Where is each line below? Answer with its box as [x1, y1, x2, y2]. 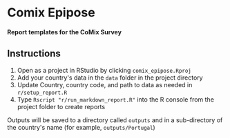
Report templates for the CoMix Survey [7, 27, 122, 36]
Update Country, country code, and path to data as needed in [17, 80, 193, 89]
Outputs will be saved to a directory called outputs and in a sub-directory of [7, 115, 223, 124]
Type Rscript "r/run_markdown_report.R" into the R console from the [17, 95, 214, 104]
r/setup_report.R [17, 89, 68, 96]
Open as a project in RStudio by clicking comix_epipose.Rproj [17, 66, 192, 74]
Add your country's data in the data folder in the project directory [17, 73, 203, 82]
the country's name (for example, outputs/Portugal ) [7, 123, 155, 131]
